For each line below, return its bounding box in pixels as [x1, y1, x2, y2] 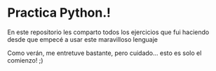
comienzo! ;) [7, 56, 43, 64]
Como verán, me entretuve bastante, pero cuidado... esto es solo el [7, 49, 202, 57]
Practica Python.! [7, 5, 111, 21]
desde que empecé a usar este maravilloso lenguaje [7, 35, 158, 43]
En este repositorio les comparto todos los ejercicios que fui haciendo [7, 28, 210, 36]
